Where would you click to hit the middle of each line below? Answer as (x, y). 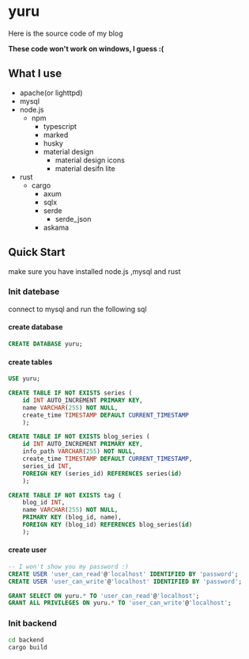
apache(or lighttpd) (51, 93)
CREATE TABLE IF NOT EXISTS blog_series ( (79, 437)
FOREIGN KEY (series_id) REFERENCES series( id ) (102, 474)
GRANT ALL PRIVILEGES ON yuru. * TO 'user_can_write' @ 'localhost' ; (120, 603)
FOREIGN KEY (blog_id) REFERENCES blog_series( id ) (108, 525)
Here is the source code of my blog (66, 33)
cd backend (26, 640)
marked (56, 135)
